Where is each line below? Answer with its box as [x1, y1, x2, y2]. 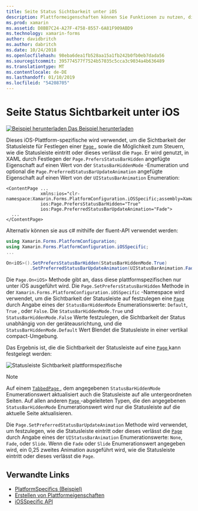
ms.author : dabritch [6, 42, 57, 48]
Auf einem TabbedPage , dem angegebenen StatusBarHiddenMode [6, 385, 161, 392]
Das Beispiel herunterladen [68, 125, 134, 132]
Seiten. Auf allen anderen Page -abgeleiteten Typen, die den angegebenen [6, 397, 186, 405]
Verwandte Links [6, 470, 70, 480]
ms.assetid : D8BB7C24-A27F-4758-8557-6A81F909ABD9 [6, 25, 133, 31]
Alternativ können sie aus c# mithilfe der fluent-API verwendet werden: [6, 227, 179, 234]
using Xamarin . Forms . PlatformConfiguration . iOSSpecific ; [6, 243, 149, 250]
